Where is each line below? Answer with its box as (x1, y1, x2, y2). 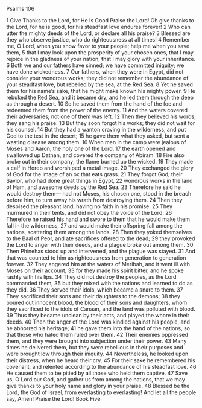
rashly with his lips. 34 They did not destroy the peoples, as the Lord (6, 273, 177, 280)
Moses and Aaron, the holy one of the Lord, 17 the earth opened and (6, 145, 176, 152)
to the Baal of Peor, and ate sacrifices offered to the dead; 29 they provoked (6, 235, 195, 242)
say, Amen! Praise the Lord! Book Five (6, 395, 101, 402)
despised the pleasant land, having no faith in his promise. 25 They (6, 203, 173, 210)
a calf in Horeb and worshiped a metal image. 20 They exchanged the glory (6, 164, 194, 171)
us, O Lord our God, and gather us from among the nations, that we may (6, 376, 185, 383)
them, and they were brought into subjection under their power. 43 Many (6, 337, 187, 345)
